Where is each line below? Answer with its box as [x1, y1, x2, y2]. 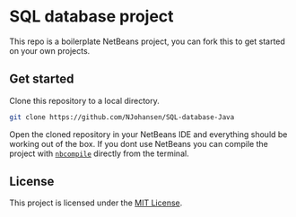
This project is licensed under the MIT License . [9, 197, 183, 208]
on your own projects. [9, 45, 91, 56]
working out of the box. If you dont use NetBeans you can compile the [9, 138, 269, 149]
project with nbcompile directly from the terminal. [9, 148, 190, 159]
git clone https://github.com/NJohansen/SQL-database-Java [9, 112, 235, 122]
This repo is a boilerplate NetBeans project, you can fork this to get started [9, 36, 285, 47]
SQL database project [9, 6, 174, 27]
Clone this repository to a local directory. [9, 95, 160, 106]
